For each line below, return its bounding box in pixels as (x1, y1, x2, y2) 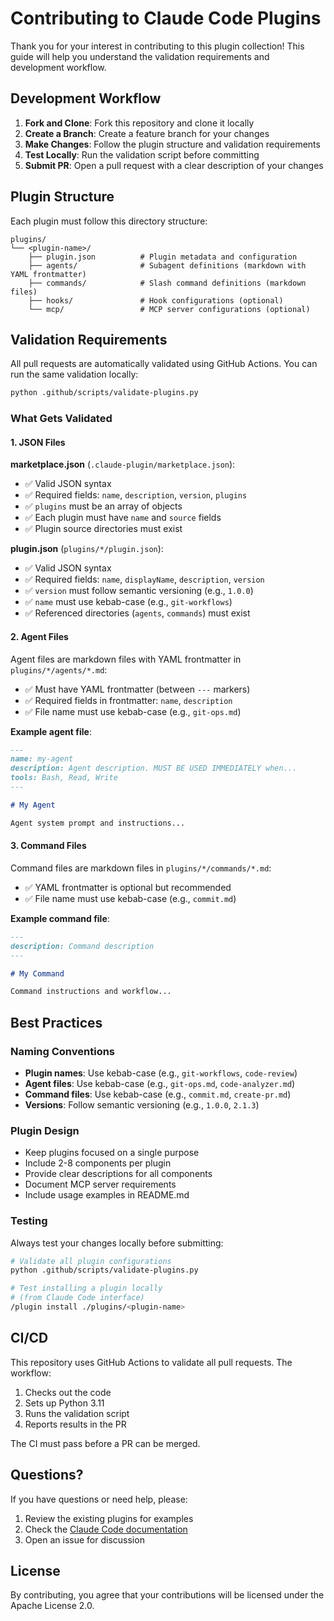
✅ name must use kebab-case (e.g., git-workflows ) (24, 596, 233, 608)
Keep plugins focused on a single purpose (24, 1147, 200, 1159)
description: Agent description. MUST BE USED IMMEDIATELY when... (10, 763, 298, 774)
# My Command (10, 968, 65, 979)
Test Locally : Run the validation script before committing (24, 148, 260, 161)
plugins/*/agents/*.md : (10, 663, 108, 676)
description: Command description (10, 941, 155, 951)
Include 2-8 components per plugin (24, 1157, 172, 1169)
